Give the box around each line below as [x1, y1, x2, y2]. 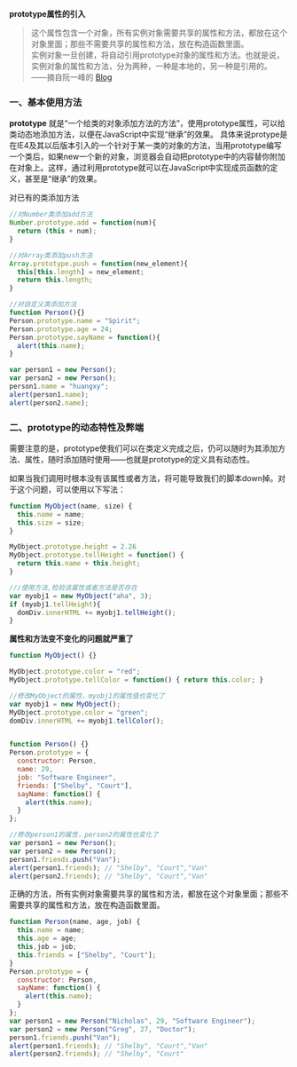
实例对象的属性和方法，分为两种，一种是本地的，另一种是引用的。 [30, 61, 272, 71]
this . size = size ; [17, 518, 86, 527]
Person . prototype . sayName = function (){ [9, 333, 161, 342]
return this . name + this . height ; [17, 559, 141, 568]
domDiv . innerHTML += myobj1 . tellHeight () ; [17, 608, 176, 617]
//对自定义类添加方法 [9, 300, 77, 309]
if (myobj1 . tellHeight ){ [9, 599, 101, 609]
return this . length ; [17, 275, 93, 285]
